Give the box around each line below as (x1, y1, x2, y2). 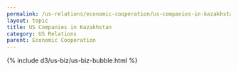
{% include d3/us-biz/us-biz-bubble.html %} (6, 56, 138, 65)
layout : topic (6, 17, 49, 24)
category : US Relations (6, 30, 77, 38)
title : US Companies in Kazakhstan (6, 23, 112, 31)
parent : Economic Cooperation (6, 37, 97, 44)
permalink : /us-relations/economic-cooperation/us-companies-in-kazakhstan (6, 10, 236, 18)
